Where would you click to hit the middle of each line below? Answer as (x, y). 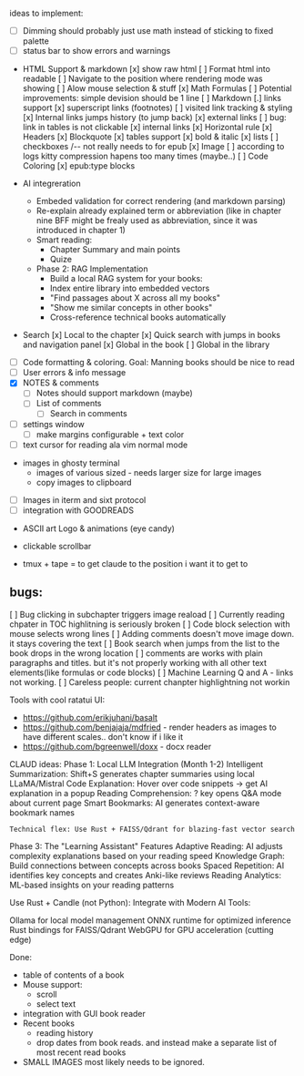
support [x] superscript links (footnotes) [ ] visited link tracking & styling (157, 108)
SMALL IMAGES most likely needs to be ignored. (113, 1061)
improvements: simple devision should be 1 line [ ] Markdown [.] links (152, 98)
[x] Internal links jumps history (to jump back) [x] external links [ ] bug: (154, 118)
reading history (65, 1032)
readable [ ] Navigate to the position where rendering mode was (142, 79)
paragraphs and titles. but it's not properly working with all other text (138, 662)
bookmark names (42, 812)
